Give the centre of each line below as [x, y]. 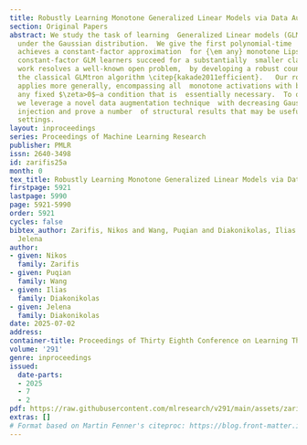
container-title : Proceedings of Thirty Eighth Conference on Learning [148, 341]
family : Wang [42, 281]
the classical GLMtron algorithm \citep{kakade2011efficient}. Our [153, 78]
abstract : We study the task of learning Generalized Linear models [145, 35]
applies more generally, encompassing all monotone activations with [155, 86]
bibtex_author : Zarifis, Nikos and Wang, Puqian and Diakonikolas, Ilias [153, 230]
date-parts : [41, 375]
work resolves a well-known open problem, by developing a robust [149, 69]
